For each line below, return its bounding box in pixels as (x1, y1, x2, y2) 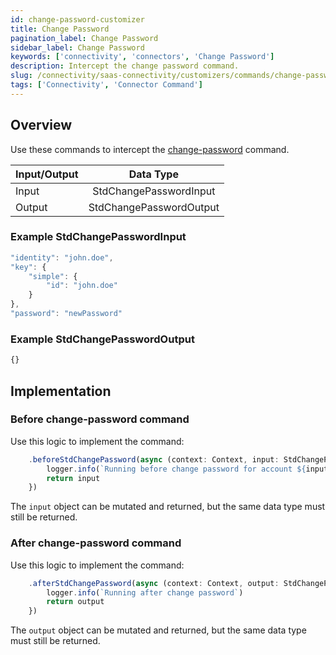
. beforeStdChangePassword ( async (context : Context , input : (28, 454, 280, 465)
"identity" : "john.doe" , (10, 252, 114, 263)
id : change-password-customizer (10, 14, 145, 25)
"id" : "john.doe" (46, 281, 118, 291)
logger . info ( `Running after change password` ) (46, 587, 244, 598)
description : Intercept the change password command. (10, 61, 240, 71)
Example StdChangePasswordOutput (10, 332, 195, 346)
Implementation (10, 382, 112, 400)
